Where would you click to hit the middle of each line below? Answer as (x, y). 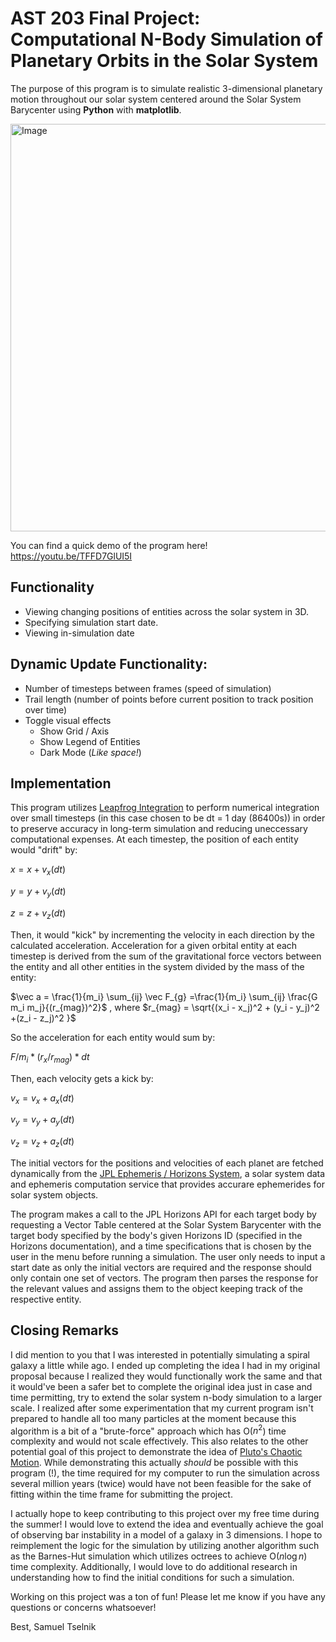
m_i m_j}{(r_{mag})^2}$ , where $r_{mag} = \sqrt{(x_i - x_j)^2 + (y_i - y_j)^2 (165, 1007)
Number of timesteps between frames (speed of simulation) (148, 688)
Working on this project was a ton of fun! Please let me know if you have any (168, 1597)
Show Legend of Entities (90, 741)
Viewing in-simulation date (79, 633)
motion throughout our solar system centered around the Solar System (156, 99)
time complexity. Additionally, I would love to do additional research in (154, 1567)
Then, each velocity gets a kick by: (82, 1078)
